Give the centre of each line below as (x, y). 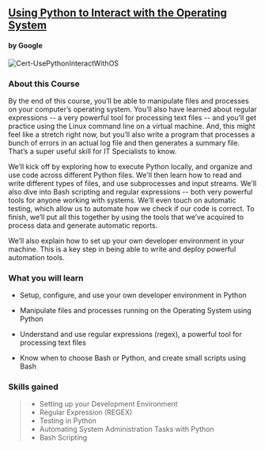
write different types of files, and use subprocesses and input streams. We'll (132, 183)
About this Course (44, 84)
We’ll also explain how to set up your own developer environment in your (127, 240)
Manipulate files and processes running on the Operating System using (135, 311)
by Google (25, 45)
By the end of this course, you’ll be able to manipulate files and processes (129, 100)
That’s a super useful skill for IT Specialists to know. (93, 151)
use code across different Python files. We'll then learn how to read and (125, 175)
